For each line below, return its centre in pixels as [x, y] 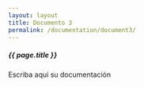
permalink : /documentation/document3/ [72, 30]
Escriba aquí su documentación [60, 74]
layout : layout [33, 15]
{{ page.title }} [33, 55]
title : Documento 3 [40, 23]
